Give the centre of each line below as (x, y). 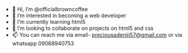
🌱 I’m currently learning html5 (49, 22)
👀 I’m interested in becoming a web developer (69, 15)
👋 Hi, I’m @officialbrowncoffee (50, 9)
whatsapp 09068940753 (43, 43)
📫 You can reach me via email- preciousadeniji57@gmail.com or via (97, 35)
